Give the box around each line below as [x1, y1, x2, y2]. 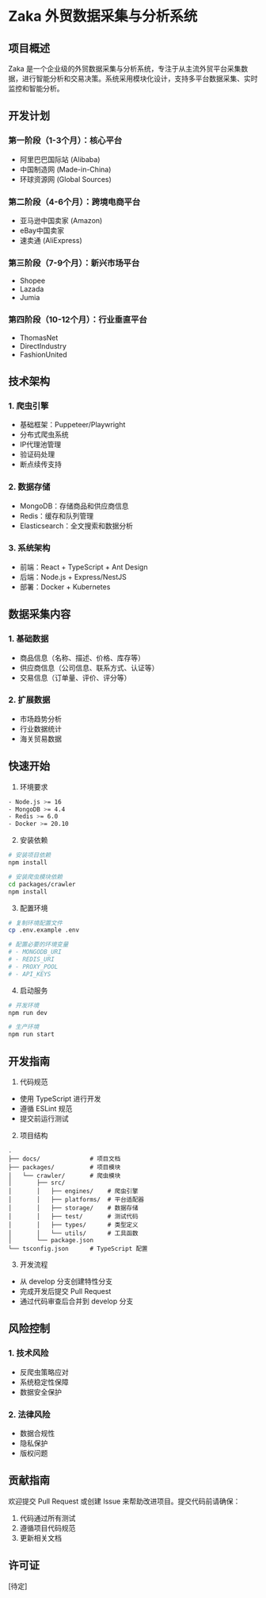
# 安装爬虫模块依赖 [8, 873, 63, 881]
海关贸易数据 [19, 734, 62, 743]
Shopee [19, 276, 46, 286]
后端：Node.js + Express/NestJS [19, 572, 127, 581]
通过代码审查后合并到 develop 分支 [19, 1296, 134, 1306]
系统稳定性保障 [19, 1377, 69, 1387]
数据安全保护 [19, 1387, 62, 1396]
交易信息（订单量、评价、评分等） [19, 673, 131, 682]
